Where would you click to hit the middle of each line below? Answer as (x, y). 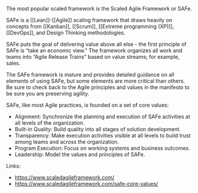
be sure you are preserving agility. (48, 94)
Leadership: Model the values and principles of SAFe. (80, 154)
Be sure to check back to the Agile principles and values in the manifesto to (98, 87)
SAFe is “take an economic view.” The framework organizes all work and (94, 50)
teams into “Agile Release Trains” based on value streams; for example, (93, 57)
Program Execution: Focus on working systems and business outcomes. (102, 148)
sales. (13, 63)
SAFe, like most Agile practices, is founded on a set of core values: (87, 105)
